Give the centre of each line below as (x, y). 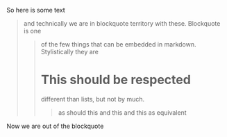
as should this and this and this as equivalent (122, 112)
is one (32, 31)
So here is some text (36, 10)
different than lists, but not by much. (93, 99)
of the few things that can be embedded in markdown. (118, 44)
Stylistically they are (69, 52)
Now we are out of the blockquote (55, 126)
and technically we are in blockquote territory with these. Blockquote (122, 23)
